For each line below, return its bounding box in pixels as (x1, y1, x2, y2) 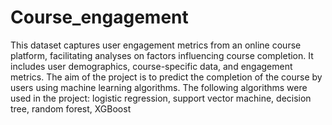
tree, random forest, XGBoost (10, 102, 132, 115)
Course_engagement (10, 6, 189, 29)
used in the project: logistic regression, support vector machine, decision (10, 92, 312, 104)
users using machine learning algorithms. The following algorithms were (10, 81, 308, 93)
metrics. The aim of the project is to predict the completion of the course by (10, 71, 323, 83)
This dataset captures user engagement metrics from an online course (10, 39, 302, 51)
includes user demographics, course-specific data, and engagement (10, 60, 293, 72)
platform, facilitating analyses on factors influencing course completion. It (10, 49, 314, 61)
